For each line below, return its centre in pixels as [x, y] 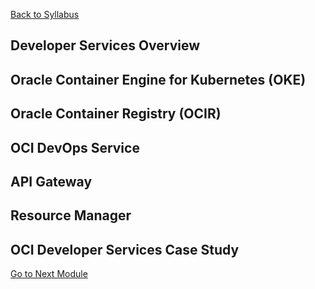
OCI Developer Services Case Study [125, 249]
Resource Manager [71, 215]
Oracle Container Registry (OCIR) [116, 114]
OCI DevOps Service [75, 147]
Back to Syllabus [45, 14]
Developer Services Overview [105, 45]
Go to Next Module [49, 274]
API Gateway [51, 181]
